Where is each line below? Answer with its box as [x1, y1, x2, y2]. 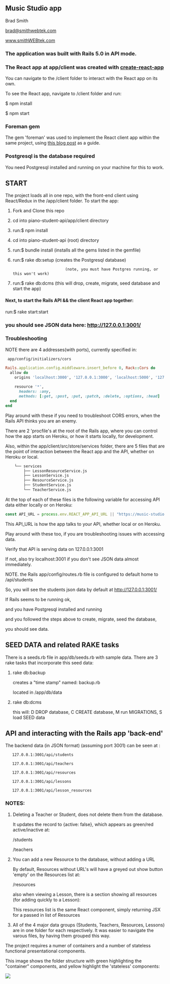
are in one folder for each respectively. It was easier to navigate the [12, 927, 154, 933]
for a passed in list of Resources [12, 912, 80, 918]
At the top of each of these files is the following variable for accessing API [5, 496, 160, 502]
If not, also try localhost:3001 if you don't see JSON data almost [5, 556, 139, 562]
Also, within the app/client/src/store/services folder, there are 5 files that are [5, 443, 165, 449]
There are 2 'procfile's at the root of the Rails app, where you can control [5, 428, 158, 434]
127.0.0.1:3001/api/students [12, 752, 74, 757]
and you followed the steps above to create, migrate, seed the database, [5, 616, 157, 622]
